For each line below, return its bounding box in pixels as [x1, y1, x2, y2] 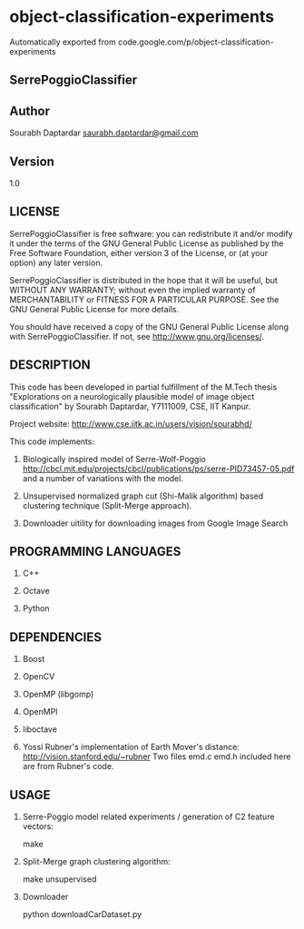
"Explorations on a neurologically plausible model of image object [9, 390, 255, 401]
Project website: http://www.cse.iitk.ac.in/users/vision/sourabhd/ [9, 418, 252, 429]
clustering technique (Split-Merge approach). [22, 499, 192, 510]
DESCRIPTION [9, 357, 91, 373]
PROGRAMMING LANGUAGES [9, 543, 181, 559]
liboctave [22, 724, 57, 735]
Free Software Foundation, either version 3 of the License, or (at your [9, 247, 269, 258]
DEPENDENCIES [9, 629, 103, 645]
